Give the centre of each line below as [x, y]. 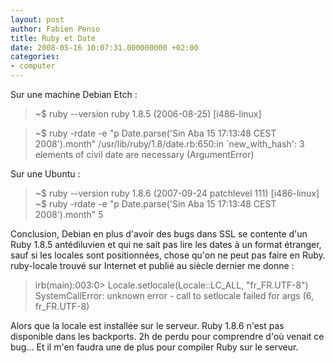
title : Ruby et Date [53, 38]
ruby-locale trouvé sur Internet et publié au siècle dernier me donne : [152, 265]
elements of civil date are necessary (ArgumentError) [144, 154]
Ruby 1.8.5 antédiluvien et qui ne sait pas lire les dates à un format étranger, [166, 244]
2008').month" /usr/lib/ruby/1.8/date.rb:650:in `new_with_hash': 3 [169, 144]
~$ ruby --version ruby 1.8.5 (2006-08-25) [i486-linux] [148, 114]
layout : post [37, 19]
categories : [35, 57]
